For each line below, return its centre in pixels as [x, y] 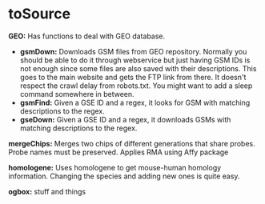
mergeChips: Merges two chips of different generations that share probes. [132, 143]
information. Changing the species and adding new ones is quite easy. [124, 176]
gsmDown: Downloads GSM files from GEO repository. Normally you [133, 51]
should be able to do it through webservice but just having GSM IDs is [135, 60]
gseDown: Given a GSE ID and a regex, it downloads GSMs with [125, 119]
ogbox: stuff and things [47, 191]
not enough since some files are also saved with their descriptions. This [138, 68]
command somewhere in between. [77, 94]
